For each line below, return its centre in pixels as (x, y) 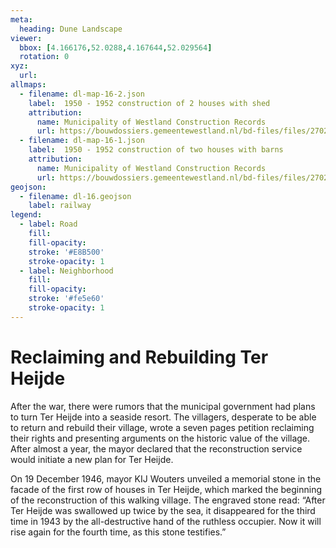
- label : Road (48, 224)
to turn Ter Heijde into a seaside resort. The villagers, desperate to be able (163, 417)
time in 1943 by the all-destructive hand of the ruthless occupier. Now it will (166, 521)
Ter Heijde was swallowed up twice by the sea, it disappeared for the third (163, 510)
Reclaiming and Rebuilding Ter (139, 357)
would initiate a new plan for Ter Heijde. (92, 459)
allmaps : (28, 85)
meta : (21, 19)
